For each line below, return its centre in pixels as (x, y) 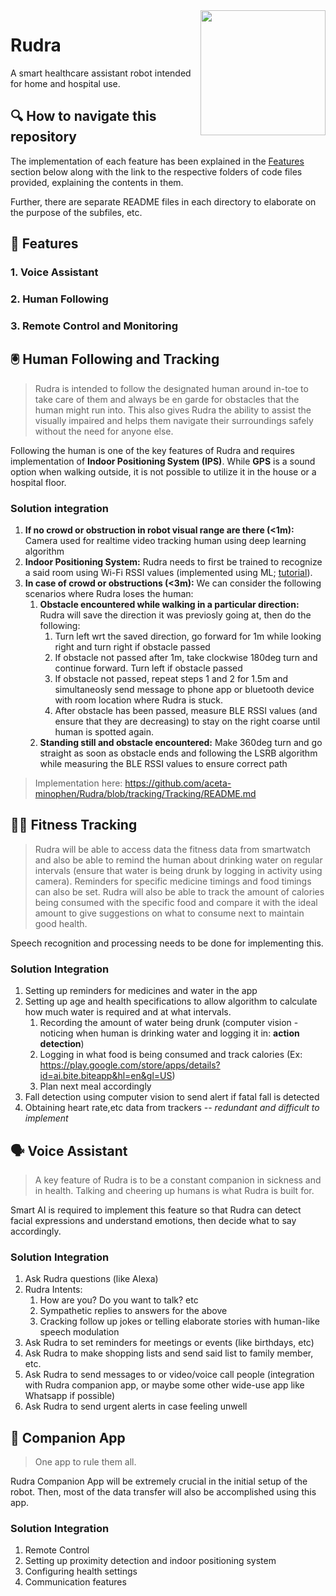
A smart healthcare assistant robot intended (101, 73)
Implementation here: (78, 783)
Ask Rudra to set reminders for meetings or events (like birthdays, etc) (169, 1343)
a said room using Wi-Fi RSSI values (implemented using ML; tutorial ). (168, 573)
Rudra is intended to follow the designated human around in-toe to (171, 388)
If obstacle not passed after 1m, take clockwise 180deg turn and (186, 658)
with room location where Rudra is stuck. (139, 700)
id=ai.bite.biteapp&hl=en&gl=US (106, 1076)
